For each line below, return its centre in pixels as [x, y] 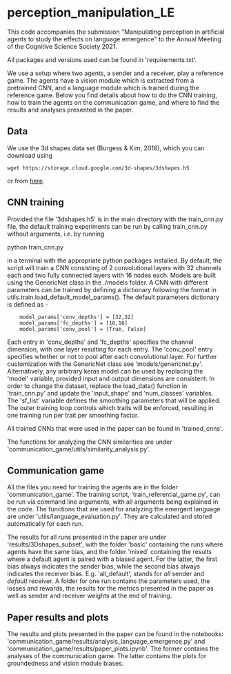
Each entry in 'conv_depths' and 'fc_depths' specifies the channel [101, 342]
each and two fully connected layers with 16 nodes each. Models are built [112, 275]
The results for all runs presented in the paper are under [87, 537]
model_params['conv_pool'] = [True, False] [83, 329]
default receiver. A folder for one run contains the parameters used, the [109, 581]
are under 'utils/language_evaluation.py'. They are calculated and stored [110, 517]
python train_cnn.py [36, 247]
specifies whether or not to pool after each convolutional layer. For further [112, 356]
